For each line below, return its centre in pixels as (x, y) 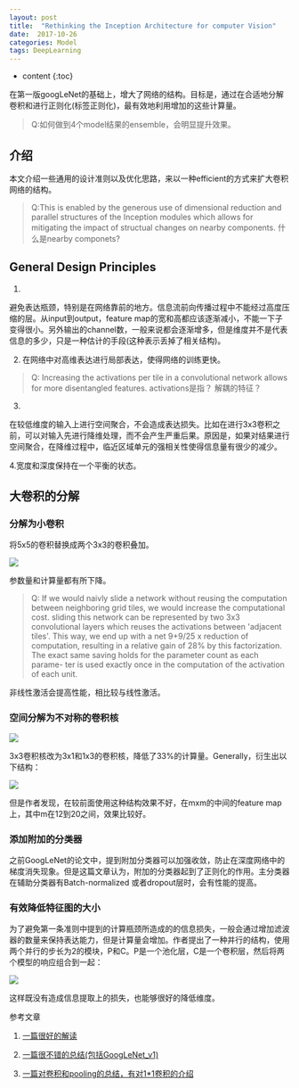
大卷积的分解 (44, 496)
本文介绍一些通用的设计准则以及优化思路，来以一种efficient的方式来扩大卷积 (149, 178)
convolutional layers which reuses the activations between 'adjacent (156, 627)
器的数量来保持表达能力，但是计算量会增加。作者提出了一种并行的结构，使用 (149, 940)
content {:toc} (48, 76)
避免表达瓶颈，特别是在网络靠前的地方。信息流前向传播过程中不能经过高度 (145, 307)
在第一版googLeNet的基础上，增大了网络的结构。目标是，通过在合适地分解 (147, 95)
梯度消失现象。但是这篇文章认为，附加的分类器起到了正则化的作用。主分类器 (149, 871)
